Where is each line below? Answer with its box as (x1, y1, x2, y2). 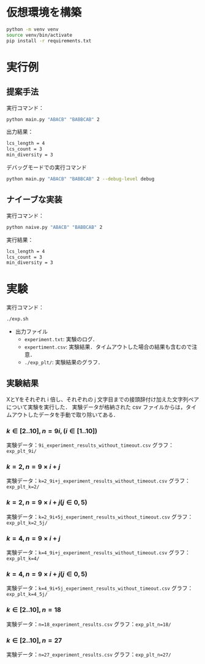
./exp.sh (6, 316, 29, 322)
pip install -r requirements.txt (6, 37, 92, 44)
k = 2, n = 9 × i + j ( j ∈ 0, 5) (6, 498, 88, 507)
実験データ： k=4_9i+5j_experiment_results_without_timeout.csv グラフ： (6, 584, 193, 592)
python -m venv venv (6, 26, 59, 33)
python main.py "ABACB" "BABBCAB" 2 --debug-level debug (6, 176, 155, 182)
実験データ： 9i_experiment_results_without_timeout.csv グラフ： (6, 441, 174, 449)
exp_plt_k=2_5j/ (6, 520, 48, 526)
